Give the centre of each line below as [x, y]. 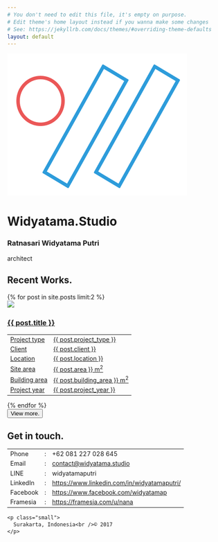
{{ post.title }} [31, 323]
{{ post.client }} [74, 349]
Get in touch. [36, 436]
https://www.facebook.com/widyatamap [109, 493]
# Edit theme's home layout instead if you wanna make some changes [108, 22]
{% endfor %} [27, 405]
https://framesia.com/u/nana [92, 502]
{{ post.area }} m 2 [78, 369]
